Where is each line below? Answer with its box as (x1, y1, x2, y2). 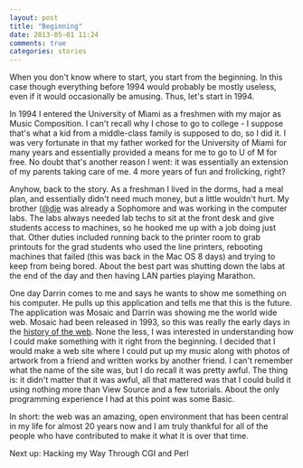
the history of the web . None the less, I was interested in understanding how (9, 327, 294, 338)
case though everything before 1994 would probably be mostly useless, (9, 81, 278, 92)
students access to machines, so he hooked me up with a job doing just (9, 223, 277, 234)
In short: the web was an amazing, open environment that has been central (9, 411, 289, 422)
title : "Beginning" (9, 22, 83, 31)
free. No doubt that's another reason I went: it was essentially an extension (9, 157, 289, 167)
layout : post (9, 13, 59, 23)
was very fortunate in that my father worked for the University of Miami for (9, 138, 288, 148)
